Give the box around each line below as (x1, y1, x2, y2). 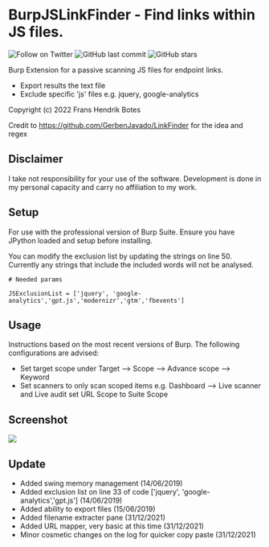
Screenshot (8, 412, 68, 426)
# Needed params (8, 276, 63, 284)
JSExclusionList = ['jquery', (8, 289, 110, 297)
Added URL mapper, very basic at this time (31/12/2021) (19, 521, 205, 531)
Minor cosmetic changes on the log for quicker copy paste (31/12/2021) (19, 530, 257, 539)
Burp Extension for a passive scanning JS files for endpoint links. (8, 64, 223, 74)
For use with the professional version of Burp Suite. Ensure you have (8, 227, 235, 237)
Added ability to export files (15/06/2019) (19, 504, 156, 513)
